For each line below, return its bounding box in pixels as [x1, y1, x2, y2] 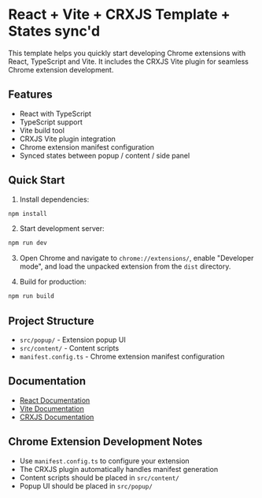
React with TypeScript [19, 109, 92, 118]
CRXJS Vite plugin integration [19, 134, 116, 143]
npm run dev [8, 239, 47, 247]
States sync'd [8, 22, 101, 40]
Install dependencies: [19, 195, 90, 204]
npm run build [8, 292, 55, 300]
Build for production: [19, 277, 87, 287]
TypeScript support [19, 117, 83, 127]
